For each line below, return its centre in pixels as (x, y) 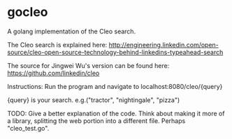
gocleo (28, 12)
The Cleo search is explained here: (57, 44)
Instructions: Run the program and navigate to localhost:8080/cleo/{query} (115, 86)
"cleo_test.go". (28, 128)
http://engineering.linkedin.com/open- (164, 44)
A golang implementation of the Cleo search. (72, 31)
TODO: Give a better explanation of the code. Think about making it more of (116, 113)
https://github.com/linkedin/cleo (53, 73)
